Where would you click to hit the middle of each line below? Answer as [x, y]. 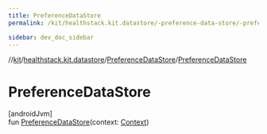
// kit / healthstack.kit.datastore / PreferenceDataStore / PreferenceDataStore [128, 59]
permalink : [26, 23]
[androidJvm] [31, 114]
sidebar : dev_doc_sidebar [51, 37]
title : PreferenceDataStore [55, 15]
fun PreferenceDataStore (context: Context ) [79, 122]
